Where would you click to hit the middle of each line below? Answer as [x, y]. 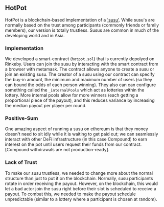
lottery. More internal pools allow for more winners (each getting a [72, 95]
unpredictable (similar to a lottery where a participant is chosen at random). [81, 199]
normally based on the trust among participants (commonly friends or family [82, 25]
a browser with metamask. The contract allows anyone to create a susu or [80, 69]
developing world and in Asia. [35, 35]
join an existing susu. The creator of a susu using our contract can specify [80, 74]
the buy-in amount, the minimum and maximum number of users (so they [79, 80]
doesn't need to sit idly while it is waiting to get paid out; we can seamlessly [82, 134]
